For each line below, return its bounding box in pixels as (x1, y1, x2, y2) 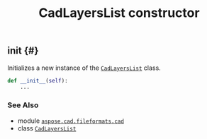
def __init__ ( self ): (7, 77, 69, 84)
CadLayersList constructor (38, 5, 200, 21)
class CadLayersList (17, 123, 77, 132)
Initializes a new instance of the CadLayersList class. (7, 64, 161, 72)
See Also (7, 100, 39, 110)
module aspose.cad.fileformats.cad (17, 116, 124, 125)
